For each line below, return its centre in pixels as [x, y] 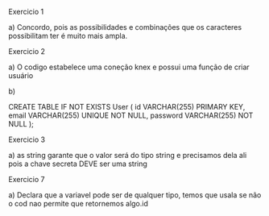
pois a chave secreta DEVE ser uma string [78, 164]
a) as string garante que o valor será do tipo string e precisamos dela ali [128, 155]
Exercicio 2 [27, 51]
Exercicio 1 [26, 12]
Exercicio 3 [27, 139]
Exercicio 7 [27, 179]
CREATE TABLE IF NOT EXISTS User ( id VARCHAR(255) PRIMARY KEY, [127, 107]
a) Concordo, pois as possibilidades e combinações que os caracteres [125, 27]
